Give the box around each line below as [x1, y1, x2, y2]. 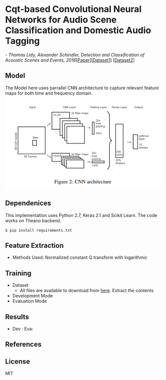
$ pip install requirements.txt [5, 228, 72, 233]
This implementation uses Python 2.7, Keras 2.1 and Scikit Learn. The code [5, 212, 158, 218]
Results [5, 313, 29, 321]
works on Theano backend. [5, 217, 61, 223]
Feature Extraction [5, 241, 64, 250]
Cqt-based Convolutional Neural [5, 3, 142, 15]
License [5, 357, 30, 366]
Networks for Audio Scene [5, 14, 117, 25]
